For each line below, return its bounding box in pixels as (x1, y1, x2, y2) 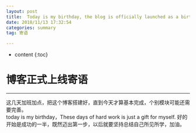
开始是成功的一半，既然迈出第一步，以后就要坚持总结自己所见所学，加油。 (6, 121, 185, 128)
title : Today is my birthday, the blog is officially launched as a (6, 14, 179, 20)
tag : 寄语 (6, 30, 28, 36)
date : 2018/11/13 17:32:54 (6, 19, 72, 25)
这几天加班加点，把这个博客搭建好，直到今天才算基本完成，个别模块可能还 (6, 99, 185, 106)
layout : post (6, 8, 38, 15)
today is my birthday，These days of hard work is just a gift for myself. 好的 (6, 114, 188, 121)
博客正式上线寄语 (6, 73, 89, 87)
